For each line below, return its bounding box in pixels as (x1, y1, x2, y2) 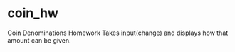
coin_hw (7, 5, 59, 21)
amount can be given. (7, 36, 71, 44)
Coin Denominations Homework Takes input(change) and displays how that (7, 28, 229, 37)
